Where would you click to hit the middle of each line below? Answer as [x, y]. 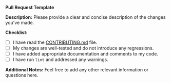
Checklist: [17, 32]
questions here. [22, 75]
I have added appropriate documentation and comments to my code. [85, 54]
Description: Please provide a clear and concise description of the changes [85, 17]
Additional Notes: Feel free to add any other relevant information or [77, 70]
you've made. [20, 23]
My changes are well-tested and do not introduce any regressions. [83, 48]
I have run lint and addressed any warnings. [61, 60]
